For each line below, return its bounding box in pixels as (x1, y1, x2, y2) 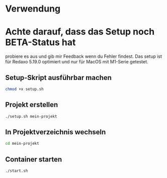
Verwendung (5, 3, 61, 15)
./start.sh (5, 168, 28, 173)
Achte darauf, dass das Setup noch (5, 26, 155, 38)
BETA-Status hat (5, 37, 76, 48)
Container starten (5, 155, 62, 163)
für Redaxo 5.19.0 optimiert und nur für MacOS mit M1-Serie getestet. (5, 59, 148, 65)
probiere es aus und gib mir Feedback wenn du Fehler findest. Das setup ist (5, 53, 162, 59)
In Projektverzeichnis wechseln (5, 128, 106, 136)
